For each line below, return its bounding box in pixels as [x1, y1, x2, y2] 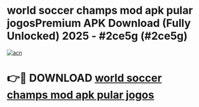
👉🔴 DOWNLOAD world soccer [7, 72, 162, 85]
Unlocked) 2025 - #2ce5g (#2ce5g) [7, 29, 188, 43]
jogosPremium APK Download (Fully [7, 16, 191, 30]
